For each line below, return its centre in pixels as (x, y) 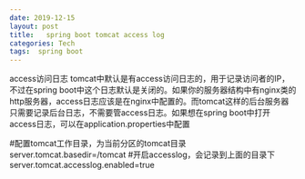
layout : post (34, 26)
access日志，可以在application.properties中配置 (100, 124)
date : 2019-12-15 (42, 18)
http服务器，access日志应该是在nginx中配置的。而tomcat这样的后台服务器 (149, 102)
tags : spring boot (46, 52)
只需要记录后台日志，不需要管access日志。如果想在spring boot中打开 (140, 113)
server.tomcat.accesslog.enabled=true (82, 165)
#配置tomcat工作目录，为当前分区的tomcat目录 (98, 144)
